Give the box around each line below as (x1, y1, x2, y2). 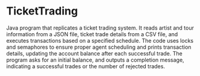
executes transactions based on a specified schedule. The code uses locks (6, 37, 194, 44)
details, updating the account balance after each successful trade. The (6, 49, 182, 57)
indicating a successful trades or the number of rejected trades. (6, 62, 165, 70)
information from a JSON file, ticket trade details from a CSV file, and (6, 30, 178, 37)
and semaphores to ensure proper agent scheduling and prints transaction (6, 43, 192, 51)
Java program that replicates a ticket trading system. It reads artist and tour (6, 24, 195, 31)
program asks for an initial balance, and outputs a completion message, (6, 56, 184, 63)
